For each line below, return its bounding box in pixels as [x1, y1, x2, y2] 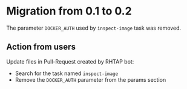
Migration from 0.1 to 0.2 [6, 4, 132, 18]
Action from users [6, 42, 76, 52]
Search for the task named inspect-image [15, 70, 119, 77]
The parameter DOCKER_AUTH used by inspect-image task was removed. [6, 24, 182, 31]
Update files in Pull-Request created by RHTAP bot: [6, 58, 134, 65]
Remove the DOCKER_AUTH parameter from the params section [15, 76, 166, 83]
